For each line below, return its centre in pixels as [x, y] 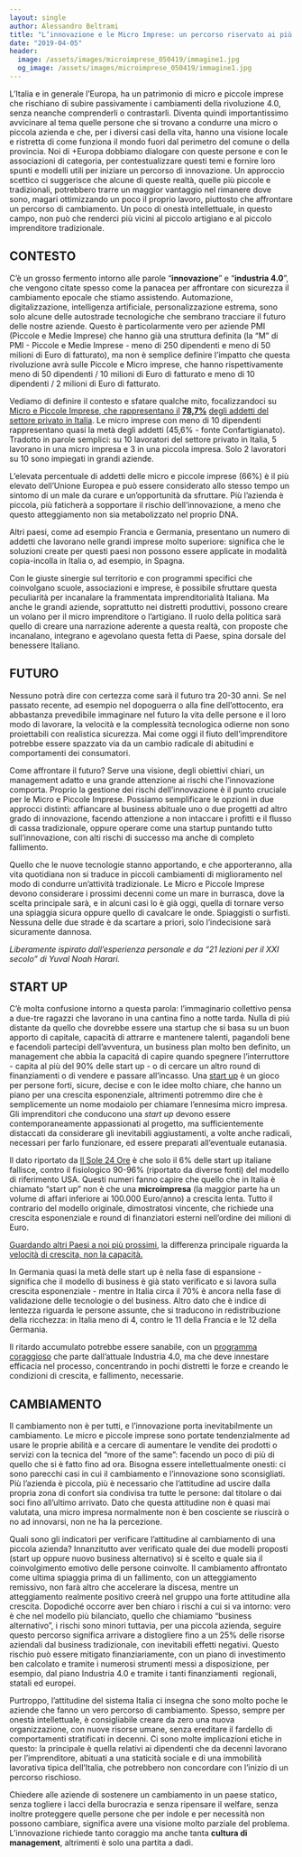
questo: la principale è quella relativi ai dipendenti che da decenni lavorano [148, 1749]
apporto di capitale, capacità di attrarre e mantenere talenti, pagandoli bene [150, 1038]
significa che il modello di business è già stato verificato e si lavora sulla [143, 1281]
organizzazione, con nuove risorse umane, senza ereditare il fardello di [141, 1730]
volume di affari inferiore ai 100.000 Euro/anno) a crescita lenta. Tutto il [141, 1199]
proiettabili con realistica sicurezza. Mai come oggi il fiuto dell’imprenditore [149, 734]
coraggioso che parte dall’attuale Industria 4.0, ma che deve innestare [139, 1357]
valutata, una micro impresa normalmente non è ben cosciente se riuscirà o [150, 1512]
